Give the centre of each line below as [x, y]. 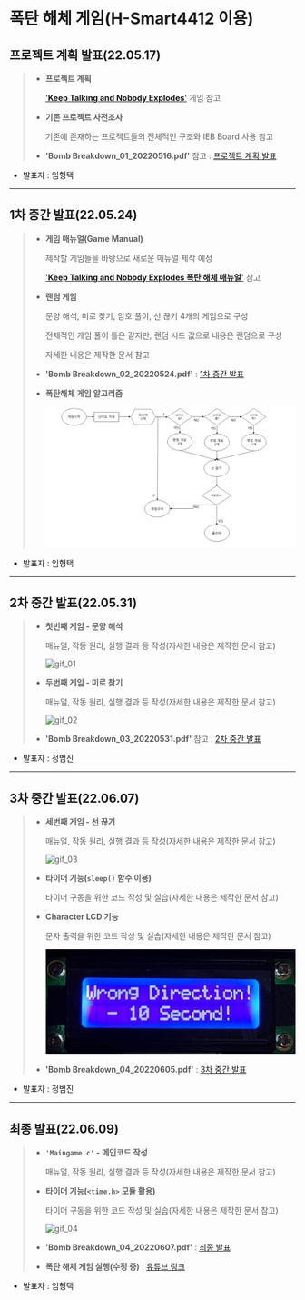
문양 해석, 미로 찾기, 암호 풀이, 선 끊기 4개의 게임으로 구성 [147, 315]
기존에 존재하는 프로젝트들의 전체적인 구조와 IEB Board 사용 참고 [159, 136]
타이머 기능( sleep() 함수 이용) [98, 878]
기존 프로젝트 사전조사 [84, 117]
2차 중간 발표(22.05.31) [74, 602]
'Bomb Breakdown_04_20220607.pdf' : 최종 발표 [138, 1247]
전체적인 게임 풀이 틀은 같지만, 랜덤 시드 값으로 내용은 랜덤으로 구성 [164, 335]
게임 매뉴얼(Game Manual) [94, 238]
